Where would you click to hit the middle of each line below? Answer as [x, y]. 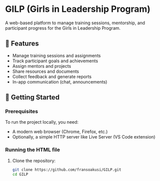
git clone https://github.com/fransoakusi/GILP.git [67, 170]
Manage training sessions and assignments [56, 55]
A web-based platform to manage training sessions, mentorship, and [75, 23]
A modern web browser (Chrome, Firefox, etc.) [60, 132]
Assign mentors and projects [42, 66]
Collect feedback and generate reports [52, 76]
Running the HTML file [33, 150]
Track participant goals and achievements [55, 61]
